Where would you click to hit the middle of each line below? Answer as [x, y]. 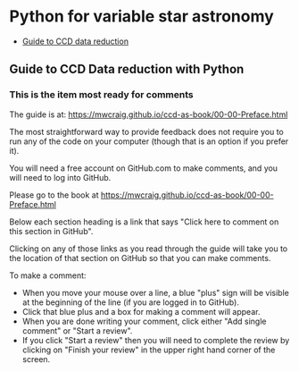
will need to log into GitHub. [60, 177]
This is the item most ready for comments [101, 95]
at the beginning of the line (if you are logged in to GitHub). [130, 302]
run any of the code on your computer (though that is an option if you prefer [149, 141]
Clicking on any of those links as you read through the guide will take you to [149, 249]
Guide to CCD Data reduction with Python [127, 69]
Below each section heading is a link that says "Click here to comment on [144, 222]
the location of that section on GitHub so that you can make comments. [140, 258]
